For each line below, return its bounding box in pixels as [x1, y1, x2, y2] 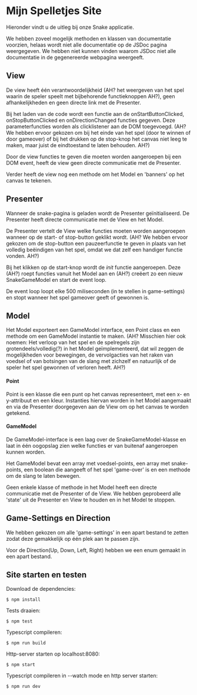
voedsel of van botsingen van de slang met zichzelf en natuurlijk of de [6, 358, 176, 365]
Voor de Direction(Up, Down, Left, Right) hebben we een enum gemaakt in [6, 546, 186, 554]
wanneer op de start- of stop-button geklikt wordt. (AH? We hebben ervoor [6, 234, 188, 241]
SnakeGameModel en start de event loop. [6, 276, 107, 283]
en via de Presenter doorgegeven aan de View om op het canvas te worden [6, 403, 189, 410]
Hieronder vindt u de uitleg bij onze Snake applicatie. [6, 24, 134, 31]
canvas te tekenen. [6, 177, 52, 184]
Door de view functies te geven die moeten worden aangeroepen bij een [6, 153, 181, 160]
